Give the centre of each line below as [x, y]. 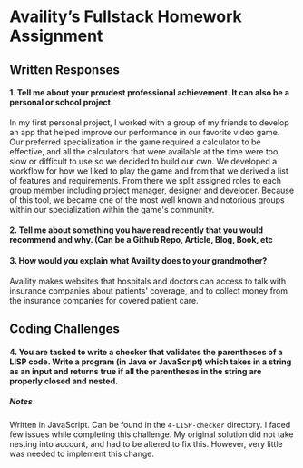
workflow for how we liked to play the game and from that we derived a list [149, 171]
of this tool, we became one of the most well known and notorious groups [147, 199]
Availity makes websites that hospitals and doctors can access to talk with [148, 281]
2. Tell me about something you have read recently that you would [137, 230]
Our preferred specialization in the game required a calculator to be [135, 142]
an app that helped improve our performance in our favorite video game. [145, 132]
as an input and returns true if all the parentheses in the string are [136, 371]
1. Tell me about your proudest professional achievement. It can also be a [150, 93]
